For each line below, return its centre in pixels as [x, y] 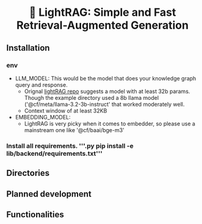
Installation [28, 48]
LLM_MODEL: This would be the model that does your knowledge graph [106, 78]
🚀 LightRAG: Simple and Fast [103, 12]
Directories [28, 173]
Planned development [49, 194]
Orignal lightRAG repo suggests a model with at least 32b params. [107, 91]
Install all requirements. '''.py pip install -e [70, 145]
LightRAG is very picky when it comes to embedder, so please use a [110, 124]
